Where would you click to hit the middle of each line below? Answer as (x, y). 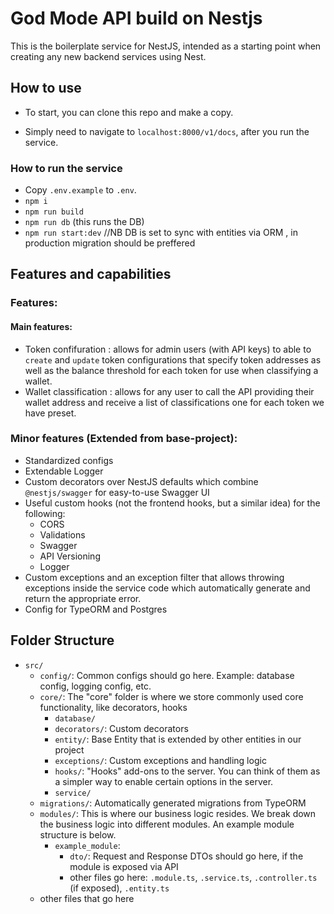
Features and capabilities (91, 274)
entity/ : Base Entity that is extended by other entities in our (178, 739)
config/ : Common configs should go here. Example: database (167, 675)
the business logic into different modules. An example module (167, 824)
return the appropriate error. (83, 598)
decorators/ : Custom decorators (121, 728)
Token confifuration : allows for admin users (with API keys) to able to (168, 349)
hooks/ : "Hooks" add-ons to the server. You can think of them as (187, 771)
